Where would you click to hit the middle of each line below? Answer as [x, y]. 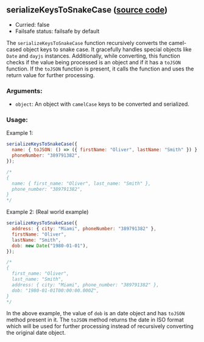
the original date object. [36, 333]
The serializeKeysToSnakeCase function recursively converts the [87, 43]
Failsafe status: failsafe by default [57, 31]
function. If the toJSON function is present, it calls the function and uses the [100, 69]
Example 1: [20, 133]
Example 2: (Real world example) [47, 212]
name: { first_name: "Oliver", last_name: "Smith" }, [81, 183]
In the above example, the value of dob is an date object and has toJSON [96, 313]
